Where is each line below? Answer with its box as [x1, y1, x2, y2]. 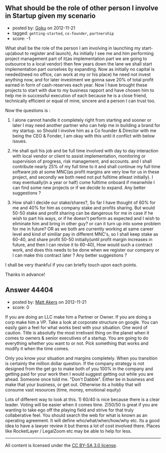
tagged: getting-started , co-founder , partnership [12, 30, 114, 36]
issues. [12, 138, 27, 144]
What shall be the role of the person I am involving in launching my [5, 45, 141, 51]
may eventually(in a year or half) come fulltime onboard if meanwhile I [12, 179, 155, 185]
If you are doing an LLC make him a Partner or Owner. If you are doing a [5, 314, 152, 320]
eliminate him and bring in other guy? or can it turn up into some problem [12, 220, 161, 226]
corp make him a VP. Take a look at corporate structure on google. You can [5, 319, 158, 325]
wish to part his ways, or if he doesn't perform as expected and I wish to [12, 215, 160, 221]
